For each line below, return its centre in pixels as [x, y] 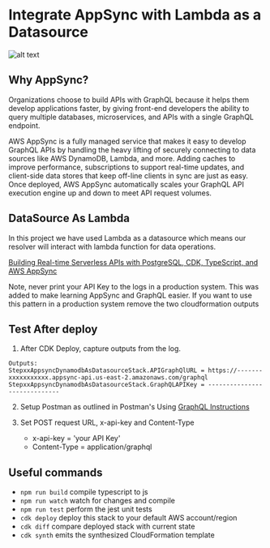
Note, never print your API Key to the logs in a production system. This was [134, 286]
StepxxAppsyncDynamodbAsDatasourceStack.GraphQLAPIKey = [107, 385]
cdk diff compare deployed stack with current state [107, 527]
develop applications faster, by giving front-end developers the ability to [129, 108]
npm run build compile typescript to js [84, 492]
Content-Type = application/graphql [92, 447]
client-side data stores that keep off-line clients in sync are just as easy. [129, 175]
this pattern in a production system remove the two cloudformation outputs [134, 304]
